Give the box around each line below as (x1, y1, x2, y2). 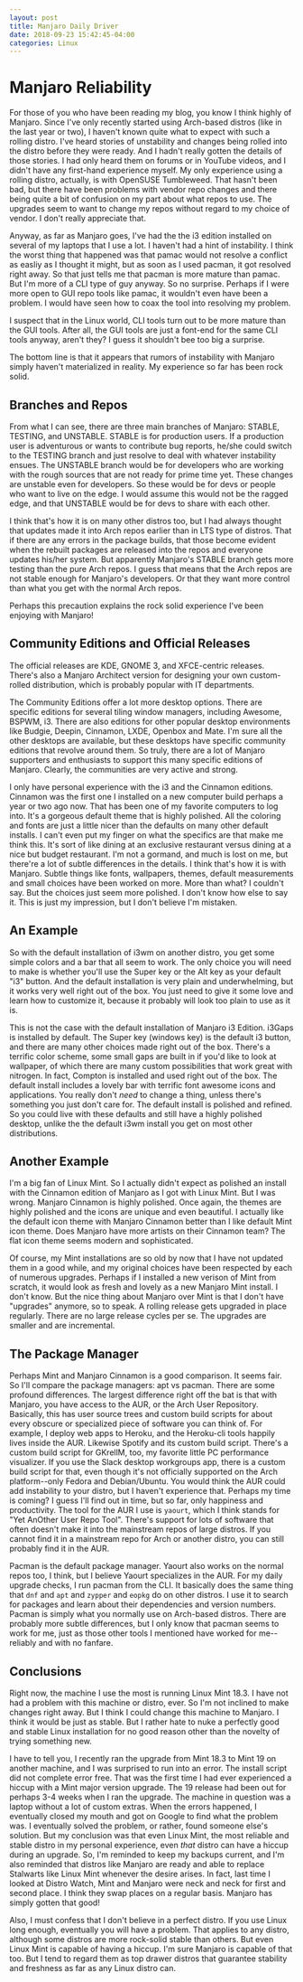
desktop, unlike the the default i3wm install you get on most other (9, 1118, 253, 1129)
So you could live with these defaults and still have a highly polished (9, 1108, 263, 1119)
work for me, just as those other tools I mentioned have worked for (9, 1628, 257, 1639)
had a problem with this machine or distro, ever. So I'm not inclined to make (9, 1697, 289, 1708)
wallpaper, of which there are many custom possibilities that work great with (9, 1060, 293, 1071)
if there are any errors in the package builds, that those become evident (9, 535, 277, 545)
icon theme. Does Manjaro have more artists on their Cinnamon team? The (9, 1226, 286, 1236)
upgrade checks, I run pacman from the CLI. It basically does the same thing (9, 1580, 294, 1591)
